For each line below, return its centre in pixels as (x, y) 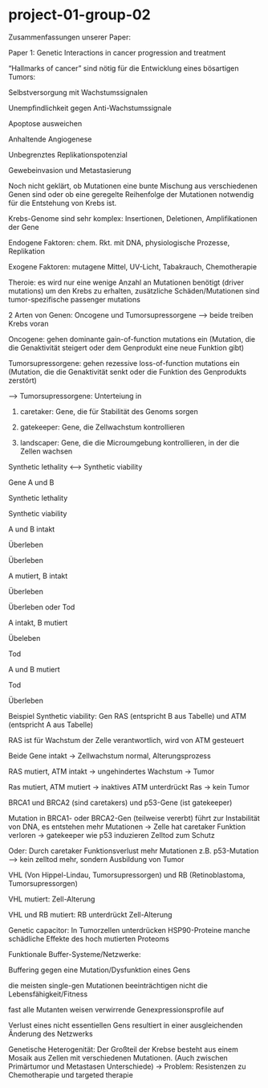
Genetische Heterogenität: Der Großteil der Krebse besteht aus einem (124, 1049)
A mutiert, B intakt (38, 576)
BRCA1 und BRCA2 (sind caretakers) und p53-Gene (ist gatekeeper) (120, 803)
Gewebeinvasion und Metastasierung (70, 170)
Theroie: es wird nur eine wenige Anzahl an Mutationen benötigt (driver (126, 282)
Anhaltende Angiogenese (50, 139)
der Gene (24, 227)
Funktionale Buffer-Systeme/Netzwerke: (75, 954)
